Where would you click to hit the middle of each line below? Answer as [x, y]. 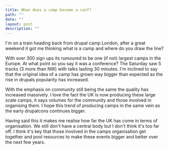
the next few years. [25, 142]
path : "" [14, 15]
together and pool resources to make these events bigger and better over [82, 137]
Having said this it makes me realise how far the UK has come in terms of [81, 121]
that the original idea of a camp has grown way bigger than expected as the [84, 74]
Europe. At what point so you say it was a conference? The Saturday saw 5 [83, 64]
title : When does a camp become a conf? [49, 10]
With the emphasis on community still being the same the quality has [77, 89]
